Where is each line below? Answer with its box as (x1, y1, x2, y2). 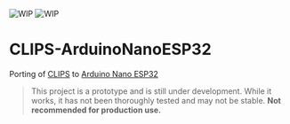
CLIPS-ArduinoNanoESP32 (9, 40, 212, 59)
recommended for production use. (30, 105, 162, 115)
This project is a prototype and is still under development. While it (30, 85, 272, 97)
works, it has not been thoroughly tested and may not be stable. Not (30, 95, 282, 105)
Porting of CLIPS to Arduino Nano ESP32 (9, 68, 158, 79)
